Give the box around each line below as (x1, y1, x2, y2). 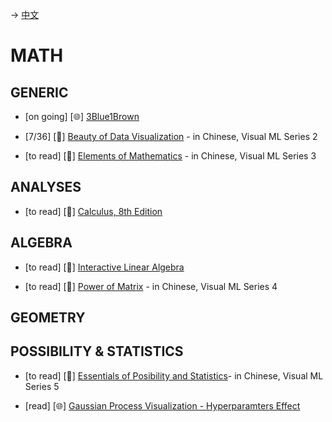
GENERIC (10, 84, 69, 101)
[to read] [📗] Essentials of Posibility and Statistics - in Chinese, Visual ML (24, 369, 324, 382)
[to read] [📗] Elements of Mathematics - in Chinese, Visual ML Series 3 (24, 150, 317, 162)
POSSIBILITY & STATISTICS (10, 343, 184, 360)
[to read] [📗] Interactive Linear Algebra (24, 261, 185, 273)
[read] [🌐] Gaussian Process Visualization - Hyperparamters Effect (24, 399, 301, 412)
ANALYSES (10, 179, 82, 196)
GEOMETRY (10, 309, 86, 327)
